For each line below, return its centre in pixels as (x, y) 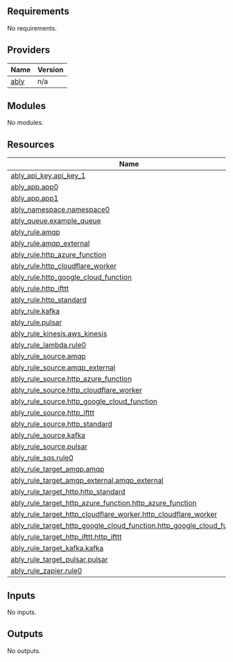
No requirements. (32, 28)
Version (50, 69)
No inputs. (22, 612)
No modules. (25, 123)
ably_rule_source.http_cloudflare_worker (76, 390)
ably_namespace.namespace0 (60, 210)
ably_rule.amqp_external (50, 244)
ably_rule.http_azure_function (59, 255)
